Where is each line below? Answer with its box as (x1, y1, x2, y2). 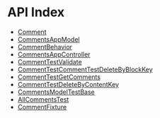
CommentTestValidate (17, 57, 83, 66)
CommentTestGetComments (17, 72, 101, 81)
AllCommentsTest (17, 95, 69, 103)
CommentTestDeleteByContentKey (17, 80, 119, 88)
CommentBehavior (17, 42, 73, 51)
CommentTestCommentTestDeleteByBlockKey (17, 65, 154, 73)
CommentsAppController (17, 50, 91, 59)
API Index (7, 4, 65, 20)
